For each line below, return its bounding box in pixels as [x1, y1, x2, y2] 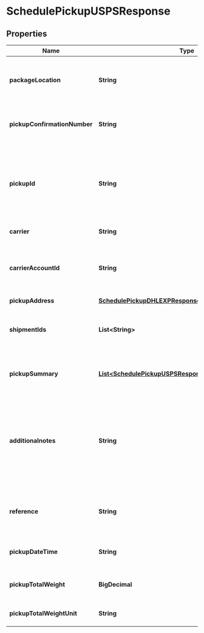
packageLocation [9, 76, 61, 84]
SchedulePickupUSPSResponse [6, 4, 171, 18]
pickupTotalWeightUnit [9, 609, 78, 617]
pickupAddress [9, 296, 55, 305]
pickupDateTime [9, 548, 58, 556]
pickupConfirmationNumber [9, 120, 93, 128]
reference [9, 507, 38, 516]
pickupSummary [9, 369, 59, 378]
